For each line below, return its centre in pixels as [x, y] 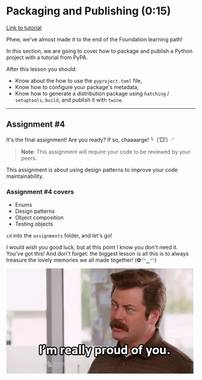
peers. [29, 158]
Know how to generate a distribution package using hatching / [92, 93]
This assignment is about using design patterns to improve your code [92, 170]
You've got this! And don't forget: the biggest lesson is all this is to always [98, 254]
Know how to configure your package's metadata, [77, 87]
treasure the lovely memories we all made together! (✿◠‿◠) [81, 260]
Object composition [39, 218]
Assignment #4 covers [40, 192]
